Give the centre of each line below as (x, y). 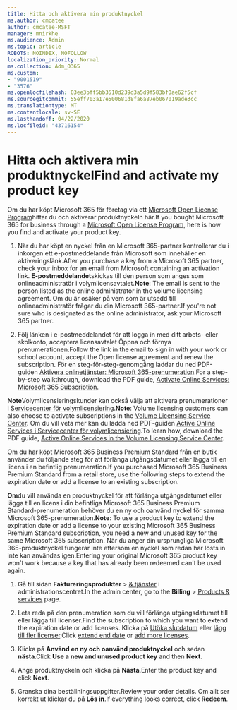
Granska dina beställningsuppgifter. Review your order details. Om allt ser (123, 692)
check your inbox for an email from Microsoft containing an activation (119, 268)
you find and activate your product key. (64, 232)
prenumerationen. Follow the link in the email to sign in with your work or (122, 349)
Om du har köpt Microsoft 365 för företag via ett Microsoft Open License (113, 210)
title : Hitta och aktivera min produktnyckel (75, 14)
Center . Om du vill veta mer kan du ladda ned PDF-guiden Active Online (111, 423)
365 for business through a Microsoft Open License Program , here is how (114, 225)
